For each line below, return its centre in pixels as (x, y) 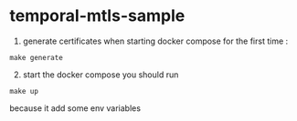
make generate (37, 57)
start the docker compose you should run (101, 75)
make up (24, 91)
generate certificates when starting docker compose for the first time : (155, 41)
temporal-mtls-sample (97, 16)
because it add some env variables (75, 108)
